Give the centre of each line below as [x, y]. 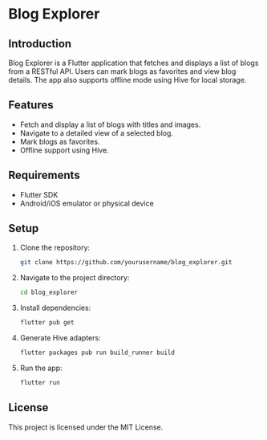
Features [31, 105]
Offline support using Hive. [65, 150]
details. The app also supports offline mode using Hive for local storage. [127, 80]
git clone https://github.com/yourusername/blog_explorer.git [126, 263]
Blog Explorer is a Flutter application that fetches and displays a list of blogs [133, 63]
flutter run [40, 382]
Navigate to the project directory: [75, 278]
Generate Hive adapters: [61, 338]
